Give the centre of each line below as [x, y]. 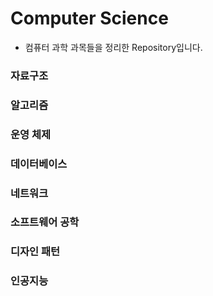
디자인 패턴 [35, 252]
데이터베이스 [39, 164]
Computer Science [89, 18]
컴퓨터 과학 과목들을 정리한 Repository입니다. [113, 47]
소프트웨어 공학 [45, 222]
